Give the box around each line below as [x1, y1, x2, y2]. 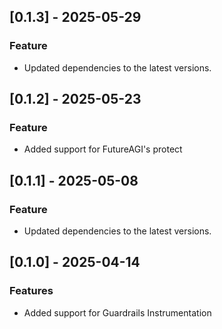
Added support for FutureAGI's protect [23, 143, 183, 155]
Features [9, 284, 54, 298]
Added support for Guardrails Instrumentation [23, 306, 212, 319]
